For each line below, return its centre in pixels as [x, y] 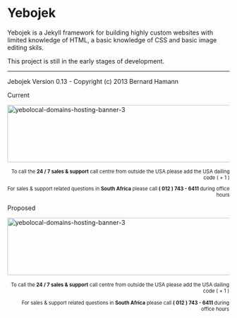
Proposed [22, 208]
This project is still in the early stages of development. [86, 61]
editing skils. [26, 47]
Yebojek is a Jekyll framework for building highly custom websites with [110, 32]
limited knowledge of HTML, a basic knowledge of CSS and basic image [112, 39]
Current [19, 95]
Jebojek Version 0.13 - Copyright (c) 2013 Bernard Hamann [93, 81]
